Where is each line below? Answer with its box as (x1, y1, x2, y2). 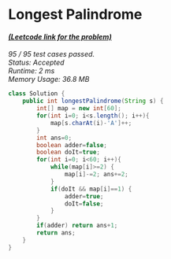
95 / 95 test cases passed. (8, 50, 95, 59)
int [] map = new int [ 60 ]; (36, 105, 122, 113)
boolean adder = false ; (36, 141, 108, 149)
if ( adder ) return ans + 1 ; (36, 222, 118, 230)
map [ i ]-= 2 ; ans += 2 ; (64, 171, 128, 179)
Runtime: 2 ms (8, 66, 55, 76)
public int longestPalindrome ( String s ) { (22, 97, 164, 105)
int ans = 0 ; (36, 134, 72, 142)
